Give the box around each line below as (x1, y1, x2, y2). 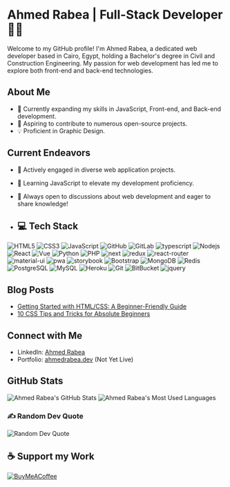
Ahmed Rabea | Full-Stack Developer (7, 7, 223, 23)
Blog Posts (7, 284, 55, 296)
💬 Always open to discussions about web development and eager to (17, 192, 211, 200)
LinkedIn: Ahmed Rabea (17, 348, 85, 356)
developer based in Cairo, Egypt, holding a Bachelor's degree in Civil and (7, 52, 215, 60)
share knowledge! (17, 199, 68, 208)
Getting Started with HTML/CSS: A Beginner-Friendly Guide (17, 302, 187, 310)
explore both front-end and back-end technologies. (7, 66, 153, 74)
